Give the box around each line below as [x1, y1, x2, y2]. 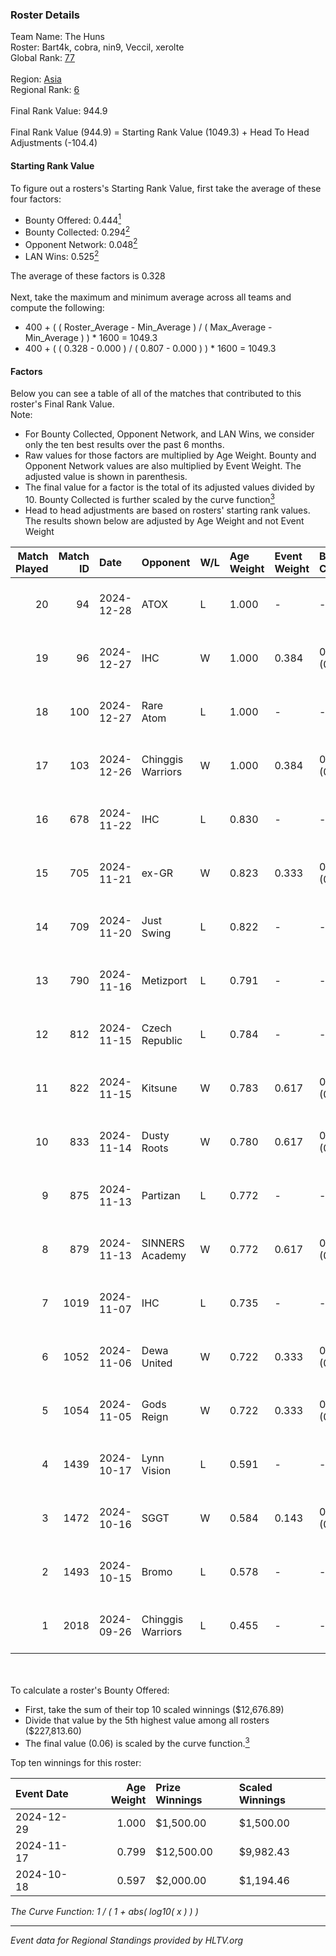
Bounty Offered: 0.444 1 [24, 212, 122, 226]
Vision [141, 1463, 172, 1477]
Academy [141, 1248, 187, 1262]
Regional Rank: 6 [10, 84, 80, 96]
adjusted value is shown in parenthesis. [24, 471, 188, 483]
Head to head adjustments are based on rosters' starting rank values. [24, 504, 311, 516]
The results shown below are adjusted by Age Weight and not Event [24, 514, 305, 527]
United [141, 1356, 173, 1370]
